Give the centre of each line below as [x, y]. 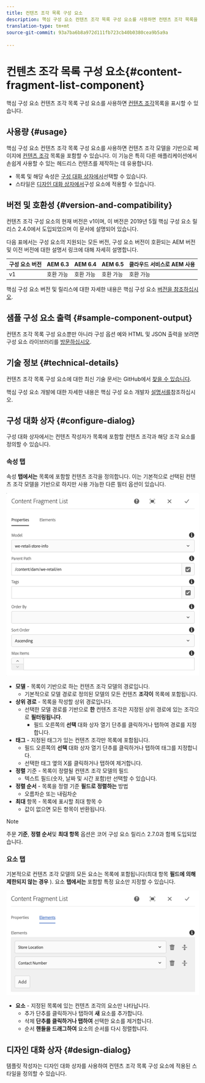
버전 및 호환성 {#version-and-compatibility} [89, 205]
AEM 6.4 [85, 264]
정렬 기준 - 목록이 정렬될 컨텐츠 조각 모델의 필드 [72, 771]
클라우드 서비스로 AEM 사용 [162, 265]
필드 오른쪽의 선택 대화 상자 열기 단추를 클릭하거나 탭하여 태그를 [100, 748]
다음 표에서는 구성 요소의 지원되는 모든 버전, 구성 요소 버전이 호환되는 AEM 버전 [101, 242]
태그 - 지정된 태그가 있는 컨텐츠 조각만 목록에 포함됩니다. [82, 740]
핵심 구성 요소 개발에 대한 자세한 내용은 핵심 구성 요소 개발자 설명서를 [89, 392]
